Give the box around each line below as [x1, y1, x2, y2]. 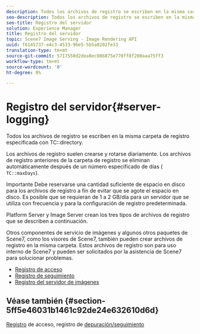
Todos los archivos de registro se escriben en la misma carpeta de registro [6, 133, 190, 140]
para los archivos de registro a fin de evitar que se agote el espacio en [6, 187, 179, 194]
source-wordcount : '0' [6, 64, 62, 70]
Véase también [6, 295, 64, 306]
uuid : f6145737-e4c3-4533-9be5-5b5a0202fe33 [6, 42, 118, 48]
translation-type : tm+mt [6, 48, 68, 53]
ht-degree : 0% [6, 70, 42, 75]
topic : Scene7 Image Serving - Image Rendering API [6, 36, 137, 42]
